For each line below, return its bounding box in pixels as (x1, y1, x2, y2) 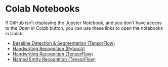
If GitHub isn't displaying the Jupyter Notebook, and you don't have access (5, 20, 162, 26)
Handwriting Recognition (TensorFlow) (12, 51, 94, 57)
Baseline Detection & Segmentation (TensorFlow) (12, 40, 115, 46)
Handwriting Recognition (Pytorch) (12, 45, 85, 51)
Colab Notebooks (5, 3, 80, 15)
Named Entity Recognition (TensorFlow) (12, 56, 96, 62)
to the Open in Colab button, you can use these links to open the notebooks (5, 25, 163, 31)
